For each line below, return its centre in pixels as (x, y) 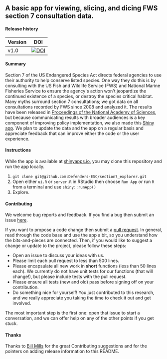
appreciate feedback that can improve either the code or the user (72, 133)
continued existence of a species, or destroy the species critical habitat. (79, 96)
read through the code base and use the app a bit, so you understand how (82, 235)
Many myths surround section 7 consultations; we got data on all (72, 101)
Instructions (18, 150)
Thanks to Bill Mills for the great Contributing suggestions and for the (76, 346)
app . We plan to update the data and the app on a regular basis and (74, 128)
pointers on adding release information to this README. (62, 351)
